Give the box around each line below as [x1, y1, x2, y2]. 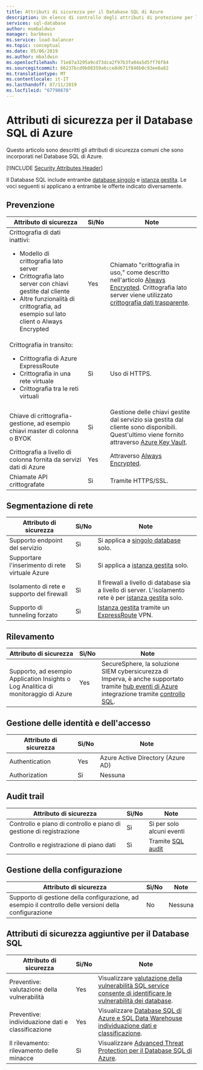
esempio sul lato [19, 309, 66, 318]
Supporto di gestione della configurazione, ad [9, 893, 139, 902]
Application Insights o [9, 674, 71, 683]
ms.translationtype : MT [6, 71, 66, 77]
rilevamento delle [9, 1046, 59, 1054]
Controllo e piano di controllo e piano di [9, 819, 121, 828]
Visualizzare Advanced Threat [98, 1039, 184, 1047]
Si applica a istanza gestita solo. [97, 561, 189, 569]
